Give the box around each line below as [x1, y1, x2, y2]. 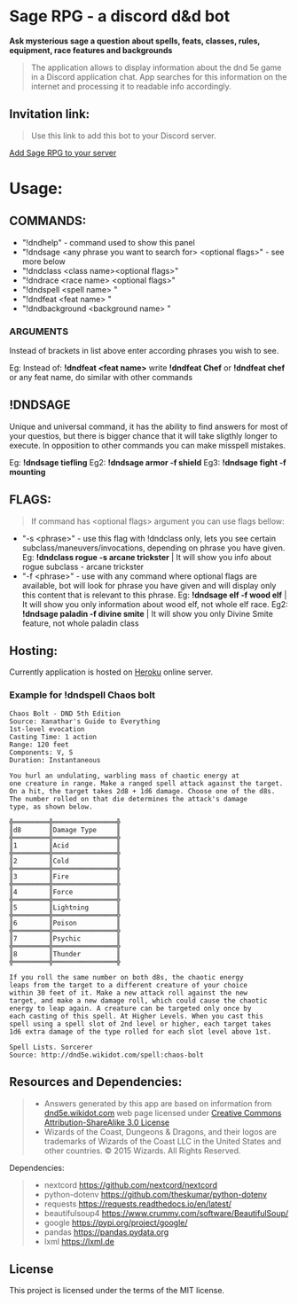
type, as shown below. [9, 802, 93, 811]
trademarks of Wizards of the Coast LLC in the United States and [43, 1136, 282, 1146]
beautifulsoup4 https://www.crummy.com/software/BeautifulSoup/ [43, 1207, 289, 1218]
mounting [9, 466, 46, 477]
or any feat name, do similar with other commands [9, 372, 193, 383]
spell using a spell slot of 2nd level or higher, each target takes [9, 1019, 272, 1028]
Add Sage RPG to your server [9, 147, 117, 158]
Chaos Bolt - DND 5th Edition [9, 709, 122, 718]
